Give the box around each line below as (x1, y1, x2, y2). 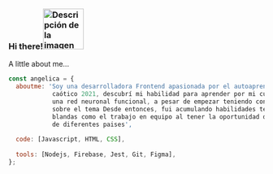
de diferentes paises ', (51, 120, 132, 128)
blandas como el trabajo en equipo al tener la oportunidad (51, 112, 260, 121)
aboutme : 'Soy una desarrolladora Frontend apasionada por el (15, 82, 231, 91)
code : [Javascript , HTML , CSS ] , (15, 135, 126, 144)
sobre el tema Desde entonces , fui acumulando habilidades (51, 105, 256, 113)
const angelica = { (8, 75, 75, 83)
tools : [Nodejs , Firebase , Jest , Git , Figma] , (15, 150, 176, 159)
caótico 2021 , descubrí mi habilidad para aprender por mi (51, 90, 256, 98)
